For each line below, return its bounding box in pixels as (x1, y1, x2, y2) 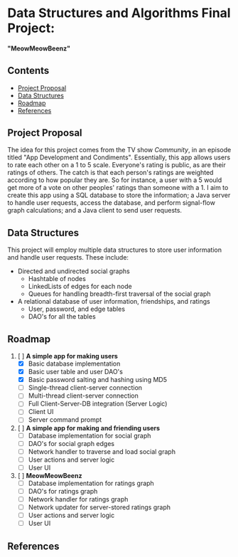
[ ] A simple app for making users (17, 352, 119, 361)
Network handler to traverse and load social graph (28, 447, 176, 456)
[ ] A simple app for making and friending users (17, 423, 161, 432)
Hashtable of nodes (28, 275, 87, 283)
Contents (7, 65, 50, 77)
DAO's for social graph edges (28, 439, 115, 447)
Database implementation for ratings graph (28, 479, 154, 487)
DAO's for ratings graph (28, 487, 98, 495)
